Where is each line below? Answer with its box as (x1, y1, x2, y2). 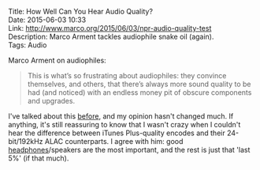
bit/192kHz (8, 137, 43, 145)
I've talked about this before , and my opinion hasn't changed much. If (8, 111, 234, 121)
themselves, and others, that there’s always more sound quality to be (27, 79, 251, 89)
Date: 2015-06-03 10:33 (8, 15, 87, 25)
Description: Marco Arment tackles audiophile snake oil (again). (8, 32, 214, 41)
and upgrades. (27, 96, 76, 105)
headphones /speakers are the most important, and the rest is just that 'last (8, 145, 251, 154)
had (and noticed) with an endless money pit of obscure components (27, 88, 252, 97)
